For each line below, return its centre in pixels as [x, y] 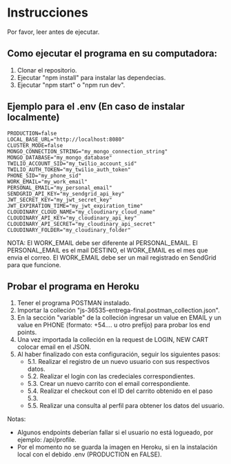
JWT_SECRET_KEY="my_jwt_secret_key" [60, 200]
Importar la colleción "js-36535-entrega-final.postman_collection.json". [118, 310]
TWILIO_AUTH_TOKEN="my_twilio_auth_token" [69, 170]
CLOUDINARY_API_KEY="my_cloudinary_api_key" [72, 218]
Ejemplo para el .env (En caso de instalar [96, 107]
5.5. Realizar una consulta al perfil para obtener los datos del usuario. [126, 406]
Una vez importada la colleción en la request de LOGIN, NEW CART [113, 340]
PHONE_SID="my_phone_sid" [44, 175]
